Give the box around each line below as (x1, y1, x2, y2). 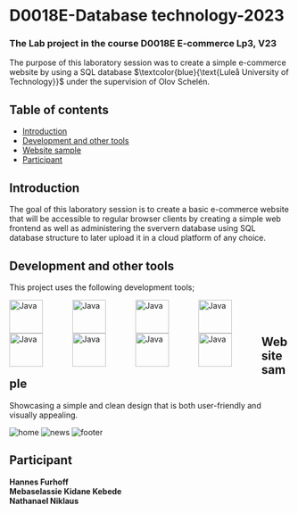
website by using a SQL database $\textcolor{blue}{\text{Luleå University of (9, 67, 289, 78)
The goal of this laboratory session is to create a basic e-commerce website (9, 204, 290, 215)
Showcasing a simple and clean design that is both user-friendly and (9, 400, 261, 410)
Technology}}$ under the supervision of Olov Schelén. (9, 77, 210, 87)
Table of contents (9, 102, 109, 117)
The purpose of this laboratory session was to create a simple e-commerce (9, 57, 287, 68)
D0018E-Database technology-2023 (9, 5, 285, 26)
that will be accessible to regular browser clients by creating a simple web (9, 213, 281, 224)
